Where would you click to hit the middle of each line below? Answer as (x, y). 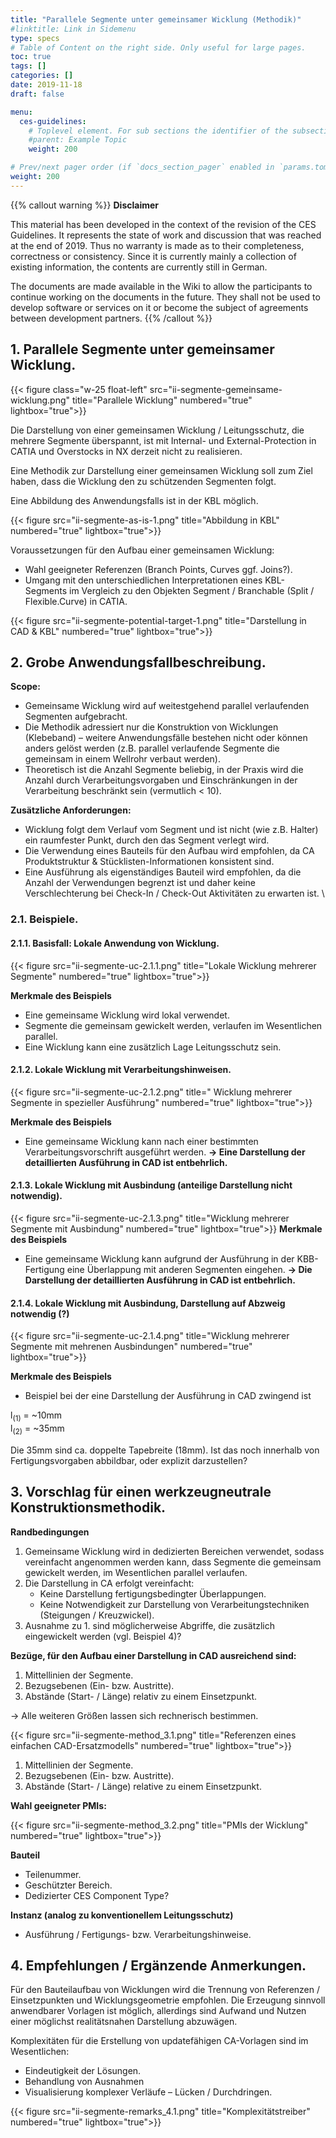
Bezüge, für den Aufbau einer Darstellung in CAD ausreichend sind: (153, 1655)
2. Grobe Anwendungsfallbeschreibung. (138, 662)
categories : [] (42, 76)
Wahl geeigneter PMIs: (58, 1805)
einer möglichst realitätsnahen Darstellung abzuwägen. (124, 2022)
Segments (46, 590)
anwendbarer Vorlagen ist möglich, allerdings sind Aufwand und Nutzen (158, 2011)
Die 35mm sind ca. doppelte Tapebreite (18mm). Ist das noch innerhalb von (165, 1450)
